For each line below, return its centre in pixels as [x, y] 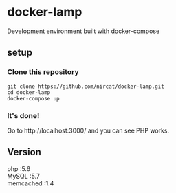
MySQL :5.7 [23, 176]
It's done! [23, 115]
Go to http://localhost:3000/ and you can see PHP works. [88, 130]
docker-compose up [33, 98]
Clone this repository [43, 72]
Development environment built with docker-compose [84, 31]
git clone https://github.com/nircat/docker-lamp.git [86, 87]
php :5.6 [19, 168]
